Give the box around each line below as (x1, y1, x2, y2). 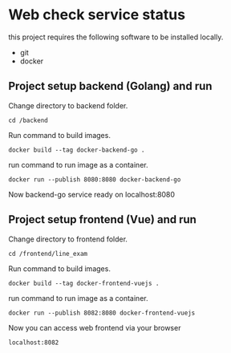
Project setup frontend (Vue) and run (8, 213, 197, 226)
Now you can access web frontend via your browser (8, 323, 181, 332)
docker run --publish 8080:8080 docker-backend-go (8, 175, 181, 184)
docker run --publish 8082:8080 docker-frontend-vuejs (8, 309, 196, 317)
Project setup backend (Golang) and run (8, 79, 213, 93)
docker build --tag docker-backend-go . (8, 146, 146, 154)
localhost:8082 (8, 339, 59, 347)
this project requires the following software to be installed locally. (8, 32, 224, 42)
